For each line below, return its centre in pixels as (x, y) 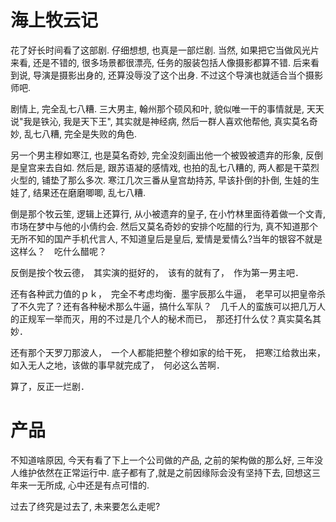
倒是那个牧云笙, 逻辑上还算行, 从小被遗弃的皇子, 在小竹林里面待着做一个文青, (168, 213)
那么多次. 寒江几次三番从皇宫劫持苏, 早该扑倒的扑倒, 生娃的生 (193, 180)
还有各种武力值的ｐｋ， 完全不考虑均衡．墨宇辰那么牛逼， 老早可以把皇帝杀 (168, 293)
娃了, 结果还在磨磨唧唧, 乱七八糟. (78, 192)
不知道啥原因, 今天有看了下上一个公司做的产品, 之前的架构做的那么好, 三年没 (166, 460)
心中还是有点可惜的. (108, 485)
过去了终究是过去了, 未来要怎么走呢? (85, 506)
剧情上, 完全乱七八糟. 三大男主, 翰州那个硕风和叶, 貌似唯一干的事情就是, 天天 (167, 108)
